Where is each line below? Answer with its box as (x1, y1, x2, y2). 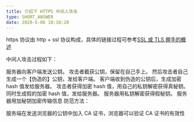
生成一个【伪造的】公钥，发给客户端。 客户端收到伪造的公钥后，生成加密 (6, 75, 182, 82)
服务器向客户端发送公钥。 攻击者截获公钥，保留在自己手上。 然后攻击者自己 (6, 68, 188, 75)
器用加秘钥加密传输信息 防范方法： (6, 97, 89, 104)
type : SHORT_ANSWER (6, 14, 54, 20)
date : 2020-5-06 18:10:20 (6, 19, 69, 25)
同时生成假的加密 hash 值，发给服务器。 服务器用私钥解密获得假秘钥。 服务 (6, 90, 188, 97)
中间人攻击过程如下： (6, 56, 57, 63)
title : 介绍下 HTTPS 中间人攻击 (6, 8, 78, 15)
